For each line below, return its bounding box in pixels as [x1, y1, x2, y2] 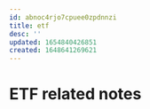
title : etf [9, 21, 50, 30]
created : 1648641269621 [9, 46, 98, 55]
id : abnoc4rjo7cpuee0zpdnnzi [9, 12, 117, 22]
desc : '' [9, 29, 42, 38]
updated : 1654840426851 [9, 37, 98, 47]
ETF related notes [9, 84, 142, 105]
